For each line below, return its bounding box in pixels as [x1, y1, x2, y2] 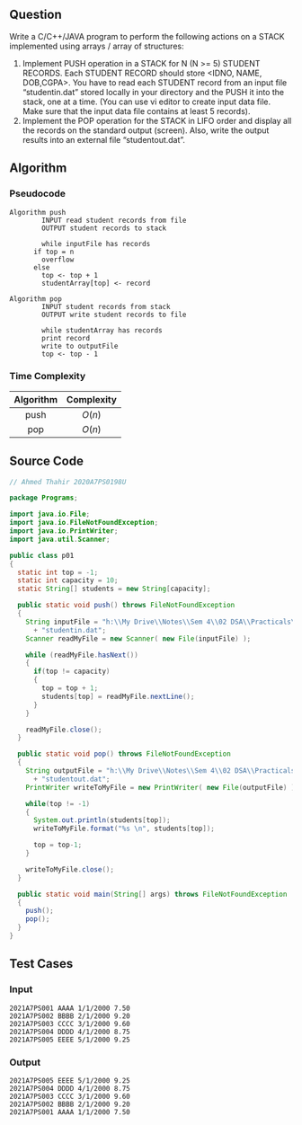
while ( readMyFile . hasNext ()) [25, 651, 139, 660]
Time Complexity [9, 370, 86, 383]
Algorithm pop [9, 294, 63, 304]
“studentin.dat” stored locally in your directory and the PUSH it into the [22, 86, 285, 97]
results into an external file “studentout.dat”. [22, 134, 186, 145]
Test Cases [9, 956, 74, 971]
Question [9, 7, 62, 22]
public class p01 [9, 551, 75, 560]
